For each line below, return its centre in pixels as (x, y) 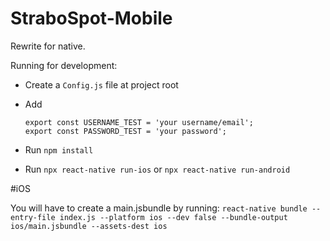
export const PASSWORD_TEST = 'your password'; (125, 131)
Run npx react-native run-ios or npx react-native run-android (157, 169)
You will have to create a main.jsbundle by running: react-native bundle (159, 208)
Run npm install (59, 149)
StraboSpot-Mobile (91, 18)
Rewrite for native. (48, 46)
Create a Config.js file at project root (101, 84)
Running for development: (64, 65)
